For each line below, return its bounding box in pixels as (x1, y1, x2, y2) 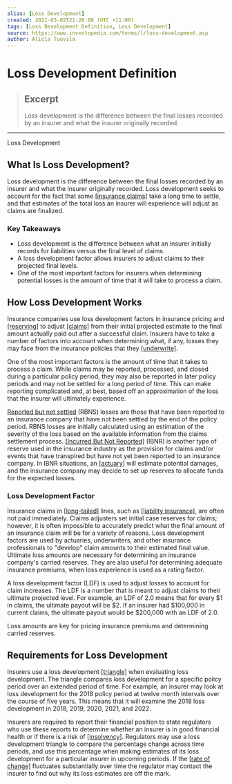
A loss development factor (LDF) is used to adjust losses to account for (7, 579, 209, 587)
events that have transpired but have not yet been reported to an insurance (7, 452, 221, 460)
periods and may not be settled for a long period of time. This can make (7, 380, 211, 388)
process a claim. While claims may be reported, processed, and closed (7, 365, 209, 374)
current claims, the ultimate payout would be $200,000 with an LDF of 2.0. (7, 608, 220, 617)
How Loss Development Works (7, 296, 143, 308)
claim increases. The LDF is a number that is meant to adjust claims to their (7, 586, 221, 595)
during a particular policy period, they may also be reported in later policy (7, 372, 216, 381)
